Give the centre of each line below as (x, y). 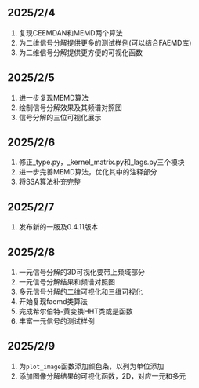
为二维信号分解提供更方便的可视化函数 (80, 52)
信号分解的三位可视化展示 (60, 117)
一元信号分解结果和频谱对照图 (67, 282)
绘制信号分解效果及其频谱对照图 (70, 107)
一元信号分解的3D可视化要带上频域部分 (82, 272)
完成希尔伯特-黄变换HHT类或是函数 (76, 311)
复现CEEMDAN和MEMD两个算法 (71, 33)
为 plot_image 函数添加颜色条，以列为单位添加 (91, 366)
